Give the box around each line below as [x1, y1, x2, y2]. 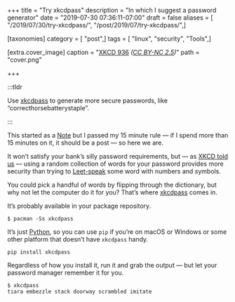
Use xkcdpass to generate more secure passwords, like [7, 96, 168, 105]
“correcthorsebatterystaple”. [7, 104, 90, 112]
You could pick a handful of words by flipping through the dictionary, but [7, 180, 217, 189]
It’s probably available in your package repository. [7, 202, 152, 210]
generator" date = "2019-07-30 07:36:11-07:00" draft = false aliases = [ [7, 13, 213, 22]
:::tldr [7, 83, 22, 91]
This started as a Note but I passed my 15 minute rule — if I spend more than [7, 131, 229, 139]
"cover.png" [7, 55, 42, 64]
